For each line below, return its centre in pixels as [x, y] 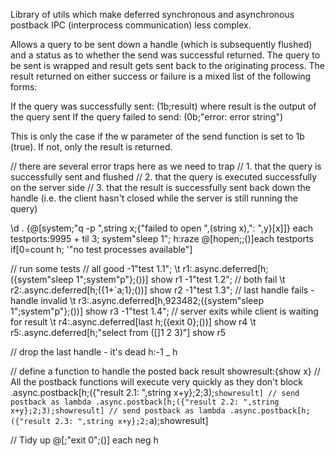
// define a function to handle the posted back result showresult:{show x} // [165, 371]
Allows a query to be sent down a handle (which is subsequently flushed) [161, 44]
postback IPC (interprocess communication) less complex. [131, 25]
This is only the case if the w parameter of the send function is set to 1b [157, 136]
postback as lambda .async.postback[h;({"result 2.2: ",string [145, 402]
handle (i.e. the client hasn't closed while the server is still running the [154, 198]
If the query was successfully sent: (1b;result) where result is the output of [163, 106]
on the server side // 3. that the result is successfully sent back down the [160, 187]
